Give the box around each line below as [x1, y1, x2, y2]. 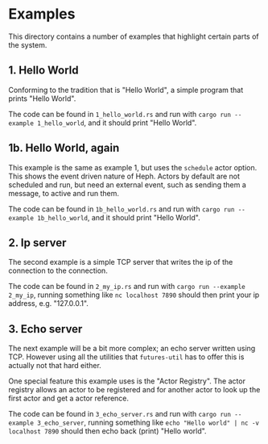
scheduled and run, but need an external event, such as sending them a [8, 179, 247, 190]
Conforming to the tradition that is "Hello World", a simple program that [8, 85, 244, 94]
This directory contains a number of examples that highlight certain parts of [8, 31, 259, 41]
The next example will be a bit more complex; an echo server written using [8, 344, 256, 354]
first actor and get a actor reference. [8, 393, 130, 404]
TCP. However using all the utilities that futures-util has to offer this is [8, 352, 245, 362]
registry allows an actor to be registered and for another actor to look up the [8, 385, 261, 395]
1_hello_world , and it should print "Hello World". [37, 118, 197, 128]
